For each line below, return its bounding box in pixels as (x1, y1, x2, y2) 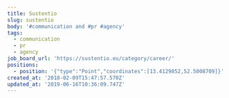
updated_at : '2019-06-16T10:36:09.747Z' (7, 81, 126, 88)
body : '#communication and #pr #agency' (7, 23, 126, 30)
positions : (7, 61, 39, 68)
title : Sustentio (7, 10, 57, 17)
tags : (7, 29, 23, 37)
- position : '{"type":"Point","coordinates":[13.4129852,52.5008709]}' (13, 68, 225, 75)
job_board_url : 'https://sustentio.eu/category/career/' (7, 55, 175, 62)
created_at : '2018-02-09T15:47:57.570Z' (7, 74, 126, 81)
